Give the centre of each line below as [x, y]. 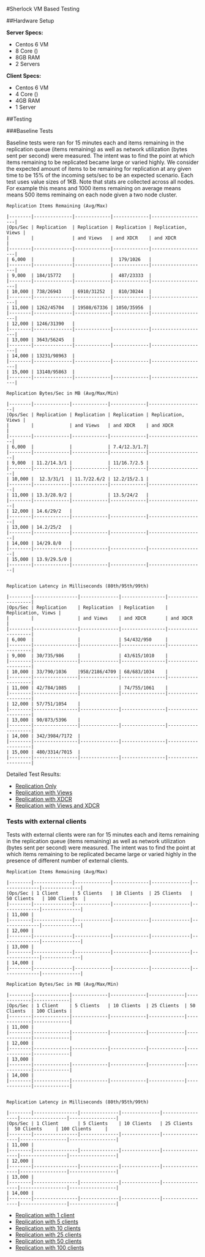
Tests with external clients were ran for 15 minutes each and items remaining [103, 835]
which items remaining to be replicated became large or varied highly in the [102, 854]
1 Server [26, 107]
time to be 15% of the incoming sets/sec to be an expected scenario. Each [100, 175]
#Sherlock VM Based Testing [43, 9]
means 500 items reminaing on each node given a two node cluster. [92, 195]
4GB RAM [28, 101]
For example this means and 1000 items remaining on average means [94, 188]
